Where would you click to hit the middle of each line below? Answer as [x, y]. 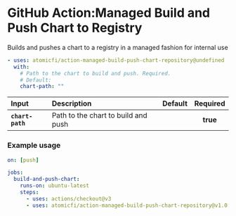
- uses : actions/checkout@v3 [68, 198]
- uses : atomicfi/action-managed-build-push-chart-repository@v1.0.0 [130, 205]
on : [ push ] [23, 160]
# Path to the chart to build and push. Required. [96, 73]
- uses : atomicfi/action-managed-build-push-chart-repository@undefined [116, 60]
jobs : [15, 173]
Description [72, 103]
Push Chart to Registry [75, 28]
